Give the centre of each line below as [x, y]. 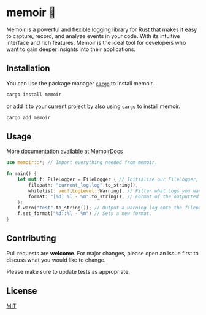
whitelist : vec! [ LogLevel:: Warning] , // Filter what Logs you [109, 191]
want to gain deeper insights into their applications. [71, 49]
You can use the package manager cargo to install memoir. [80, 83]
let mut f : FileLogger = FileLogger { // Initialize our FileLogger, [108, 180]
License [22, 291]
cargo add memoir [29, 117]
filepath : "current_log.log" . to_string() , [83, 185]
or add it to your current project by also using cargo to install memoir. [93, 106]
